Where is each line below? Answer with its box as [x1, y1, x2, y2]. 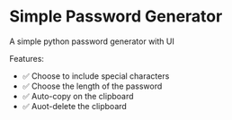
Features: [9, 53, 45, 64]
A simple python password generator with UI [9, 36, 175, 47]
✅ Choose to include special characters [22, 70, 170, 81]
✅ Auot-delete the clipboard [22, 100, 128, 111]
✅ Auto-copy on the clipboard [22, 90, 134, 101]
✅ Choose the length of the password [22, 81, 163, 91]
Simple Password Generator [9, 6, 223, 27]
